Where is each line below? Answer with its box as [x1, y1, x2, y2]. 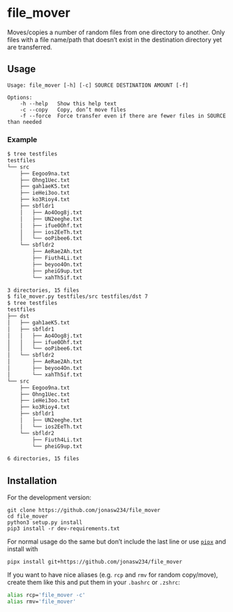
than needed [7, 118, 42, 125]
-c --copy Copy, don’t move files [20, 106, 127, 113]
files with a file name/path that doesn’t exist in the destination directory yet [7, 35, 222, 43]
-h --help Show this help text [20, 100, 117, 107]
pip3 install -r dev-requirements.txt [7, 525, 120, 532]
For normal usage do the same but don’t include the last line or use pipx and [7, 537, 227, 546]
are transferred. [7, 43, 52, 51]
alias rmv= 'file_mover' [7, 598, 77, 605]
